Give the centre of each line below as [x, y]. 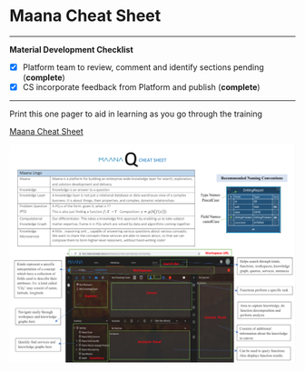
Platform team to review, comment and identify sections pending [143, 67]
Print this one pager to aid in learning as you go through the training [136, 114]
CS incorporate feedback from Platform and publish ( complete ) [141, 87]
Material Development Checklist [71, 49]
